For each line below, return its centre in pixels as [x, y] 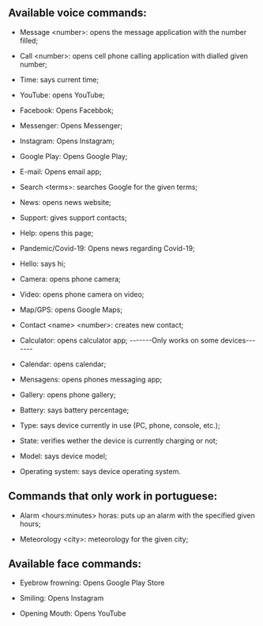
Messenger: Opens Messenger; [71, 125]
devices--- [238, 340]
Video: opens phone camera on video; [82, 294]
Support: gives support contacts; [73, 218]
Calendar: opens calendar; [63, 364]
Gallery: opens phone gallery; [68, 394]
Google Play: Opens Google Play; [73, 156]
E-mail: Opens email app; [60, 171]
